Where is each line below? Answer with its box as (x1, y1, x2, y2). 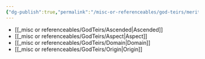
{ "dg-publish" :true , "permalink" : (6, 9, 91, 15)
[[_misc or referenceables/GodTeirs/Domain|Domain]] (14, 39, 151, 46)
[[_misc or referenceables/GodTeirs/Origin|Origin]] (14, 45, 143, 53)
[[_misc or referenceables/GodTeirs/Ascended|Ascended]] (14, 26, 163, 33)
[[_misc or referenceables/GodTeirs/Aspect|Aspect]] (14, 32, 147, 40)
